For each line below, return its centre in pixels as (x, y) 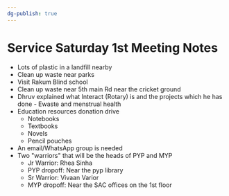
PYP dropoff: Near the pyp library (75, 170)
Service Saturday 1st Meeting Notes (113, 47)
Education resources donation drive (68, 111)
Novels (37, 133)
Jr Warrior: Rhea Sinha (60, 163)
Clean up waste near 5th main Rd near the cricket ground (99, 89)
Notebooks (43, 118)
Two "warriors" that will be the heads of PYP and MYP (95, 155)
